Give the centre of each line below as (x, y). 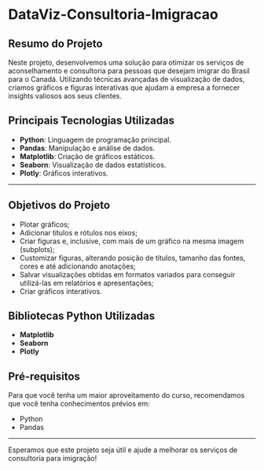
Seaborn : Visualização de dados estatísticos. (93, 165)
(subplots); (37, 249)
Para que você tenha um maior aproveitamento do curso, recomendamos (126, 395)
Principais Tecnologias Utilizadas (92, 121)
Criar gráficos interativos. (60, 291)
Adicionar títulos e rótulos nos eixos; (78, 232)
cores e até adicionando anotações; (77, 266)
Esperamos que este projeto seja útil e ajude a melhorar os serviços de (123, 450)
